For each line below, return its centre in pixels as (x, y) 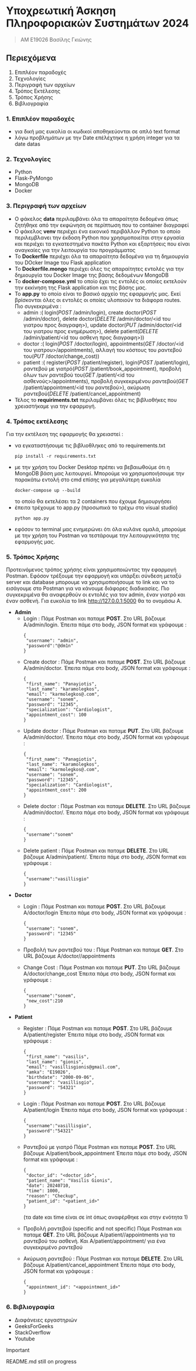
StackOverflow (32, 1332)
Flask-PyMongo (34, 178)
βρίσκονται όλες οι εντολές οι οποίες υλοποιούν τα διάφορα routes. (98, 300)
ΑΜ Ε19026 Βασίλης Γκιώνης (56, 39)
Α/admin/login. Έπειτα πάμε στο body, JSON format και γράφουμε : (105, 625)
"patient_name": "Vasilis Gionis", (69, 1181)
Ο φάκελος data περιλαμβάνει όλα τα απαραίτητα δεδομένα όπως (96, 219)
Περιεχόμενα (31, 58)
